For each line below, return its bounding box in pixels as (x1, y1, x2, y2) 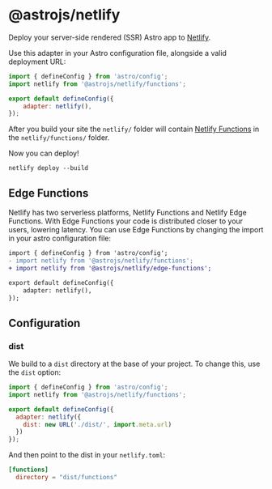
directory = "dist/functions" (15, 474, 117, 482)
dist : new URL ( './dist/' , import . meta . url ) (23, 420, 172, 428)
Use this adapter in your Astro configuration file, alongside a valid (8, 48, 227, 57)
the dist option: (8, 368, 62, 377)
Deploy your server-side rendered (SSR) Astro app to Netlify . (8, 32, 211, 42)
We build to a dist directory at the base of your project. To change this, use (8, 359, 261, 369)
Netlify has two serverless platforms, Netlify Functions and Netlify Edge (8, 208, 247, 218)
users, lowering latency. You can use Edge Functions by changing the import (8, 225, 264, 235)
